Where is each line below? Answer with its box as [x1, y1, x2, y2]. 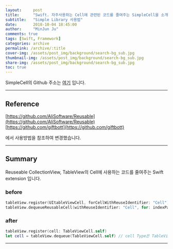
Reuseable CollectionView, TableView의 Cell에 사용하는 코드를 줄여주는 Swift [5, 169, 164, 175]
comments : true [5, 31, 38, 36]
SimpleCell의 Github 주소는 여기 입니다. [5, 80, 86, 86]
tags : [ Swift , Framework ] [5, 36, 61, 42]
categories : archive [5, 41, 50, 46]
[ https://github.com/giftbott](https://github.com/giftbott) [5, 124, 125, 130]
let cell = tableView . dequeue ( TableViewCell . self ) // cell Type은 [5, 233, 150, 239]
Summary [5, 155, 38, 163]
